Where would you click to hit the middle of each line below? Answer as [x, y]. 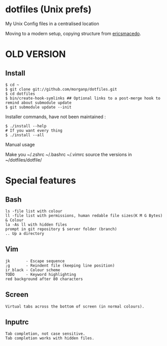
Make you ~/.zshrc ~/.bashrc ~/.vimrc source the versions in [69, 154]
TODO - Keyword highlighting [41, 274]
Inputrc [17, 322]
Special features [41, 181]
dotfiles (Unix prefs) [48, 9]
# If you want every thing [34, 131]
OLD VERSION [36, 54]
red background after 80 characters [44, 279]
